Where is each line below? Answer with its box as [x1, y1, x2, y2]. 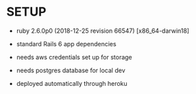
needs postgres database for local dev [16, 66, 126, 74]
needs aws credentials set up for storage [16, 52, 133, 61]
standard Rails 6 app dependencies [16, 40, 117, 48]
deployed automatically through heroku [16, 79, 127, 87]
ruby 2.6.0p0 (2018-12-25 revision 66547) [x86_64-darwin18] [16, 27, 190, 35]
